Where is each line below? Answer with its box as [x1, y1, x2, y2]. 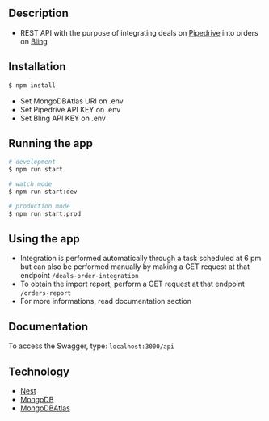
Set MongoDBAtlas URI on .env [19, 96, 124, 106]
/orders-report [19, 289, 72, 297]
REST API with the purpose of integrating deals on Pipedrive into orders [19, 27, 258, 37]
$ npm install [8, 81, 57, 90]
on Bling [19, 36, 48, 46]
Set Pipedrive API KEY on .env [19, 104, 121, 114]
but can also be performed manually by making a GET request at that [19, 262, 250, 272]
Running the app [8, 137, 93, 150]
